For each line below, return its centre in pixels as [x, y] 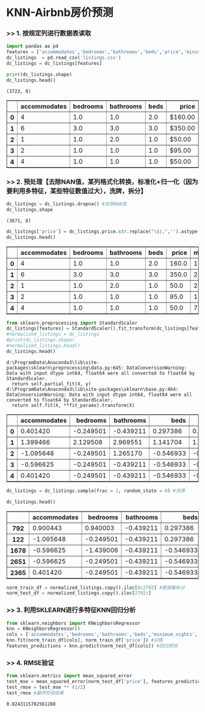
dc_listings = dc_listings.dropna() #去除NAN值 [67, 204]
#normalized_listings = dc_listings [53, 335]
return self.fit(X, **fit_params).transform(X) [74, 405]
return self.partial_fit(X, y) [52, 384]
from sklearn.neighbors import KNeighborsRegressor [73, 623]
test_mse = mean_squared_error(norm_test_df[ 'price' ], [77, 682]
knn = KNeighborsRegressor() [43, 629]
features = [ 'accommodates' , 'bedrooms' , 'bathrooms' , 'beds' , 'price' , [95, 52]
